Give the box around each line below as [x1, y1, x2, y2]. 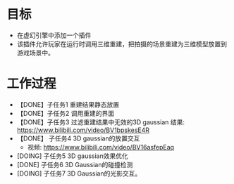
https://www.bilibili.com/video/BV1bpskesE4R [16, 126, 149, 134]
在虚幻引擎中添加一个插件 [16, 31, 92, 39]
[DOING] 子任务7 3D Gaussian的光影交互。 [16, 169, 142, 178]
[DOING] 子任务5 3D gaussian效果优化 [16, 152, 128, 160]
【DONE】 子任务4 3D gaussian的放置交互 [16, 134, 140, 143]
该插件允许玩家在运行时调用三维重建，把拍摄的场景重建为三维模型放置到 [16, 39, 227, 48]
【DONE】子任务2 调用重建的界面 [16, 109, 115, 117]
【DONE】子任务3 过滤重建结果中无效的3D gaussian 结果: [16, 117, 185, 126]
